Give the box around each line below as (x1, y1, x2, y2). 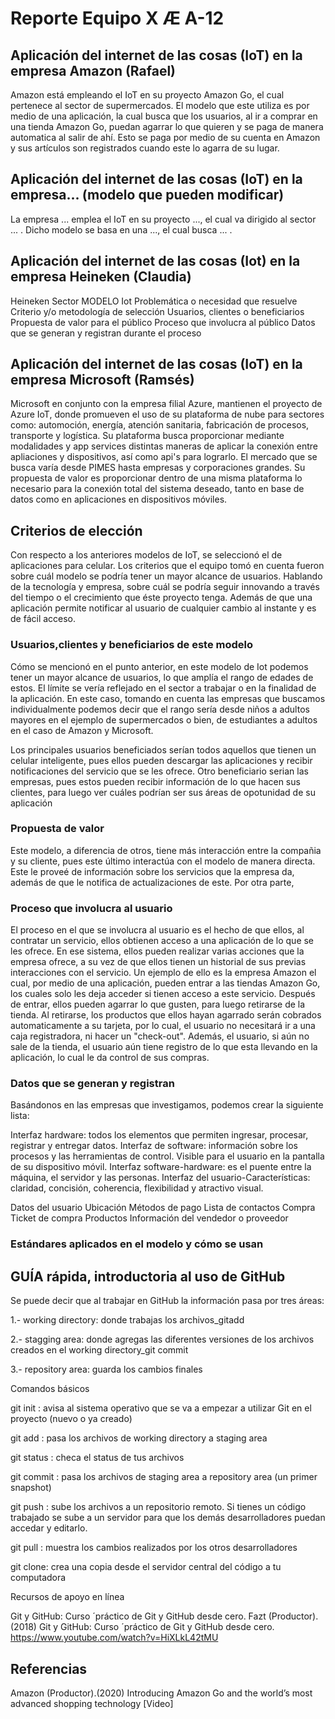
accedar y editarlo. (10, 1522, 88, 1534)
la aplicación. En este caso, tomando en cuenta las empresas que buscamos (10, 692, 326, 704)
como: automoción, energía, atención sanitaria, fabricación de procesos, (10, 419, 310, 431)
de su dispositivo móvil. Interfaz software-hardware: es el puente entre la (10, 1161, 312, 1173)
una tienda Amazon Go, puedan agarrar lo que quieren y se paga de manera (10, 121, 324, 132)
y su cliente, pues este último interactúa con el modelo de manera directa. (10, 855, 316, 867)
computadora (10, 1572, 67, 1584)
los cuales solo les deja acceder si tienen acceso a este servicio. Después (10, 988, 316, 1000)
